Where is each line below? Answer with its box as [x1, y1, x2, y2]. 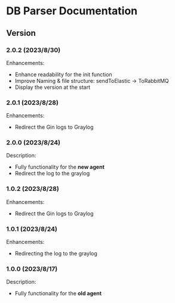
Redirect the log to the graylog [14, 170, 90, 177]
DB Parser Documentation [6, 4, 138, 18]
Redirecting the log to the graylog [14, 250, 97, 257]
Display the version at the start [14, 84, 91, 91]
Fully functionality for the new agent [14, 163, 105, 171]
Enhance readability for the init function [14, 70, 112, 78]
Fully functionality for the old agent [14, 290, 102, 297]
